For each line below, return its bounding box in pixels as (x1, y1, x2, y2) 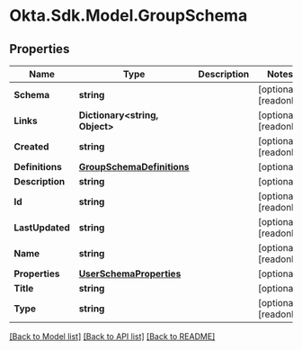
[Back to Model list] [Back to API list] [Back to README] (9, 331, 216, 342)
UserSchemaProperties (78, 267, 182, 280)
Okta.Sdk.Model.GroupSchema (9, 5, 248, 26)
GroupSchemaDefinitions (78, 161, 191, 173)
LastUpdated (13, 221, 70, 234)
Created (13, 140, 49, 153)
